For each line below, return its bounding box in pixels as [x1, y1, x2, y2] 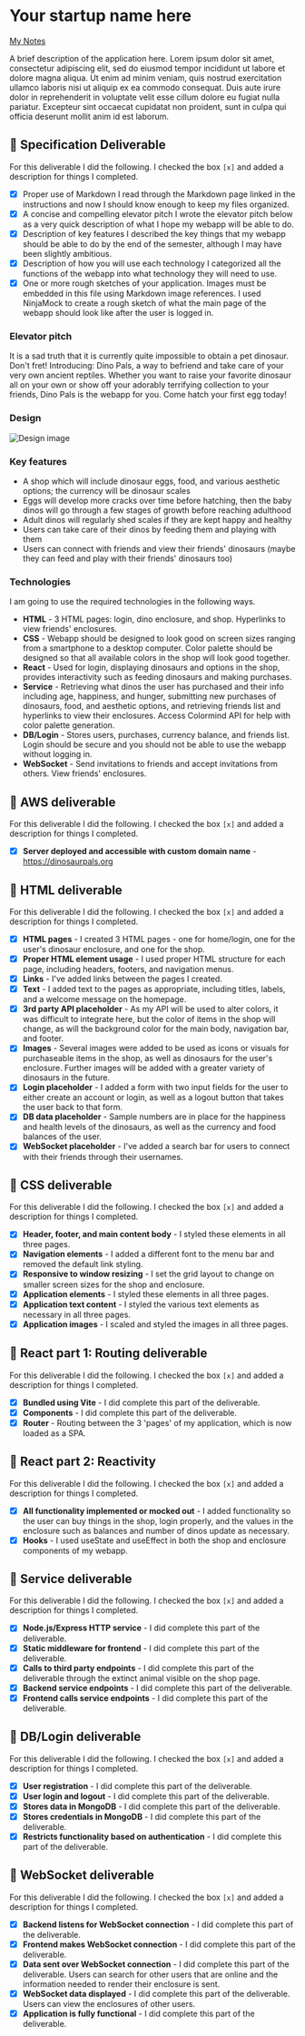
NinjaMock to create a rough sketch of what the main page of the [22, 298, 267, 309]
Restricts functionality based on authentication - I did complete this [22, 1831, 282, 1842]
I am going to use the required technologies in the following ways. [9, 596, 256, 607]
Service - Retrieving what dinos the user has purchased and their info [22, 682, 284, 693]
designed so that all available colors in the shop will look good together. [22, 653, 290, 664]
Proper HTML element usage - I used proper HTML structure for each [22, 954, 286, 964]
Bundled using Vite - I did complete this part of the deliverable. [22, 1397, 261, 1408]
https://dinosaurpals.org [22, 856, 113, 867]
